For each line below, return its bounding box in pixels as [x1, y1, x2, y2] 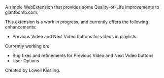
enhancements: [5, 24, 37, 30]
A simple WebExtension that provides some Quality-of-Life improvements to [5, 4, 160, 10]
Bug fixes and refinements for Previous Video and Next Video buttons [12, 52, 154, 58]
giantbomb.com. [5, 9, 38, 15]
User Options [12, 58, 39, 63]
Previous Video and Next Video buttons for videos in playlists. [12, 34, 138, 39]
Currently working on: [5, 43, 49, 49]
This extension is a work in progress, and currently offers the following [5, 19, 149, 25]
